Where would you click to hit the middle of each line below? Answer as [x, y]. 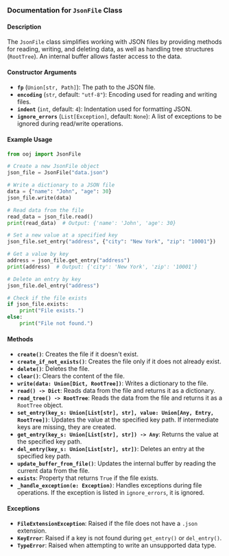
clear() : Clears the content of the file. [71, 376]
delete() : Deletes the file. [53, 369]
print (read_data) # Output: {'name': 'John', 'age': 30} [92, 223]
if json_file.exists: [38, 304]
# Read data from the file [46, 210]
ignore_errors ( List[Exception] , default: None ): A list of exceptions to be [119, 117]
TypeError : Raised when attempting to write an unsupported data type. [117, 545]
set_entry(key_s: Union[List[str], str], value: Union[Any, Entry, [115, 413]
